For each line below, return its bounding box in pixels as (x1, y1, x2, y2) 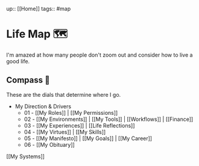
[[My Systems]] (6, 153, 45, 160)
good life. (6, 57, 30, 65)
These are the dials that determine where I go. (6, 91, 121, 98)
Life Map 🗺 (6, 27, 68, 41)
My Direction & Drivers (14, 102, 71, 110)
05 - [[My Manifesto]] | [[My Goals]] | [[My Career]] (24, 135, 153, 142)
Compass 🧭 (6, 75, 50, 85)
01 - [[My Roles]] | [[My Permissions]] (24, 109, 118, 116)
